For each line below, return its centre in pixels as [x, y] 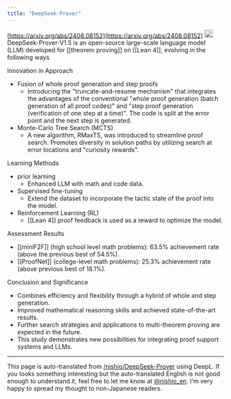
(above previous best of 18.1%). [62, 269]
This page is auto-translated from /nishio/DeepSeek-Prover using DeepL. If [113, 367]
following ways [29, 57]
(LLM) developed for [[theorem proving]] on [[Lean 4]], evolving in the [107, 50]
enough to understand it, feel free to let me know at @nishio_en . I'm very [110, 381]
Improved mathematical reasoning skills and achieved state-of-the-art [116, 310]
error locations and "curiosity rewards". [83, 150]
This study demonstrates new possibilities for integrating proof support [118, 339]
